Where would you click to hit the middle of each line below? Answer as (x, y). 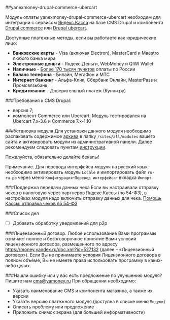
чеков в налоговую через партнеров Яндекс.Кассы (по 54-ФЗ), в (76, 193)
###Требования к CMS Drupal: (38, 100)
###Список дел (22, 213)
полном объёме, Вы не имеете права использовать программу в (76, 260)
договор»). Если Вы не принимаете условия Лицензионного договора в (83, 255)
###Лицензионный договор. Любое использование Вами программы (81, 233)
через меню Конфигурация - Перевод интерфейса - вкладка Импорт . (85, 177)
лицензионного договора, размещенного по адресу (61, 244)
